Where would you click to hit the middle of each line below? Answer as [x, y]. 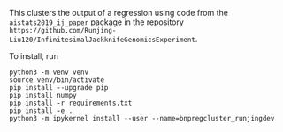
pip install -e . [41, 111]
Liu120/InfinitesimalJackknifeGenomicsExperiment [103, 40]
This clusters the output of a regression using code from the [119, 13]
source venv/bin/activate [57, 80]
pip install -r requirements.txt [71, 103]
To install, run [34, 56]
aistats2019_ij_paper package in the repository [96, 22]
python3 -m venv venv [49, 72]
